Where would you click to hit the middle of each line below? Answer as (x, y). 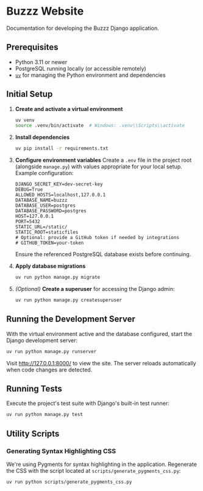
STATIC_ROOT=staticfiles (47, 232)
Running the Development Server (71, 319)
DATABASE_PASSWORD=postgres (51, 211)
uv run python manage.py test (45, 415)
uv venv (25, 120)
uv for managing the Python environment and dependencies (90, 75)
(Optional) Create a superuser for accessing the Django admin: (95, 289)
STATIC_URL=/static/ (41, 227)
